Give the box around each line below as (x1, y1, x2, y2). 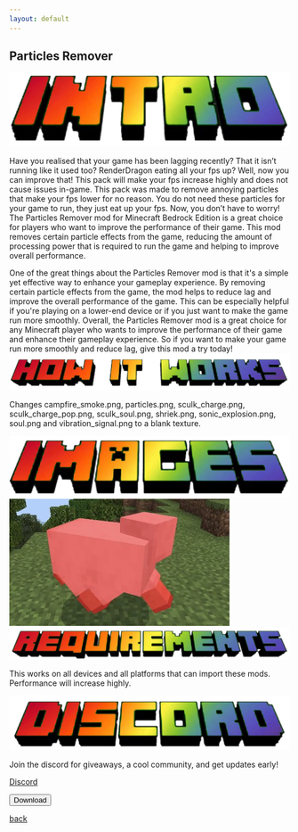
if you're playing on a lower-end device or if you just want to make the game (9, 306, 289, 317)
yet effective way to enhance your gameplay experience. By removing (9, 277, 266, 288)
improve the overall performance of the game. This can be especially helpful (9, 296, 289, 307)
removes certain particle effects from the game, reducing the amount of (9, 232, 273, 243)
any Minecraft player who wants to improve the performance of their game (9, 325, 283, 335)
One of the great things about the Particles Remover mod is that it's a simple (9, 268, 289, 278)
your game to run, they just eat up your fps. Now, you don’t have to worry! (9, 203, 280, 214)
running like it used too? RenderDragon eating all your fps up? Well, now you (9, 165, 290, 176)
